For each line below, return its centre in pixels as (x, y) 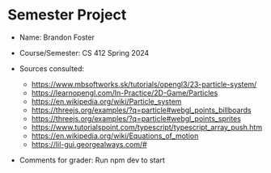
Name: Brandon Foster (57, 37)
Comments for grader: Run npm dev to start (92, 160)
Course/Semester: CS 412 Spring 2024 (84, 53)
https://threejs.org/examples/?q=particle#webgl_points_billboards (141, 110)
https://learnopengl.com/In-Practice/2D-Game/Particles (125, 93)
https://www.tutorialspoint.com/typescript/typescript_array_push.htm (147, 127)
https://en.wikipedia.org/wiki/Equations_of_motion (115, 136)
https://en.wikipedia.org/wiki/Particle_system (106, 101)
